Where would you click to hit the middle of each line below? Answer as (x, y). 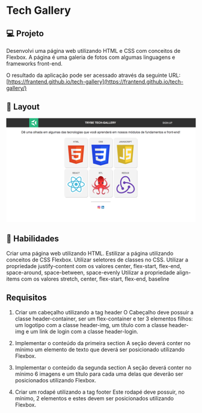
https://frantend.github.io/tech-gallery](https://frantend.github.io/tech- (96, 81)
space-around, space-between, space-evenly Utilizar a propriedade (91, 272)
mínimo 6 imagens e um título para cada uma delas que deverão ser (99, 374)
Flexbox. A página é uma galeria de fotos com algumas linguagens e (91, 57)
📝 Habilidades (32, 239)
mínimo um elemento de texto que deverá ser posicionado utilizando (100, 349)
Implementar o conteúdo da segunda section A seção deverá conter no (103, 367)
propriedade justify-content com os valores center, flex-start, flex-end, (94, 266)
